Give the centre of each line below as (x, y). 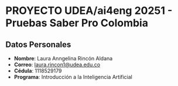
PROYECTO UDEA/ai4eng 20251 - (89, 11)
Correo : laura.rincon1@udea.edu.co (57, 64)
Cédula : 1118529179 (38, 71)
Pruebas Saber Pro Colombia (77, 23)
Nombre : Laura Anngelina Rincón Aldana (63, 58)
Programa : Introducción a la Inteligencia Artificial (73, 77)
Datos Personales (38, 44)
